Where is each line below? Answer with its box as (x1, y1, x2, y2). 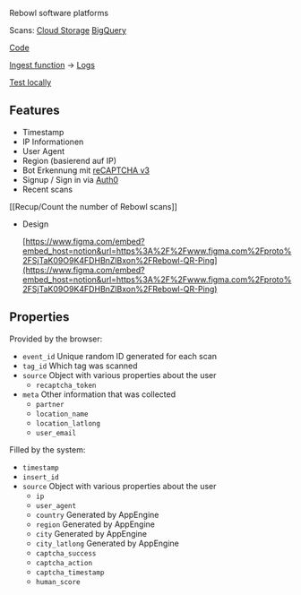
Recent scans (21, 184, 73, 194)
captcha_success (35, 548, 97, 558)
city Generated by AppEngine (35, 528, 148, 539)
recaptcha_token (35, 381, 97, 390)
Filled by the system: (9, 444, 86, 455)
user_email (35, 428, 77, 437)
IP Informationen (21, 136, 84, 147)
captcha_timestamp (35, 568, 105, 577)
